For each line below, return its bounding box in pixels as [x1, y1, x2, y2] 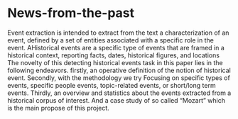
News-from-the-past [7, 5, 135, 21]
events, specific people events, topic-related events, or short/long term [7, 81, 216, 89]
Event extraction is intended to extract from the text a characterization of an [7, 28, 229, 37]
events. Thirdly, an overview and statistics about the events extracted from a [7, 89, 232, 97]
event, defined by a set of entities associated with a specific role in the [7, 35, 215, 44]
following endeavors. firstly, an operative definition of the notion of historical [7, 66, 231, 74]
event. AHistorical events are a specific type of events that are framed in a [7, 43, 225, 52]
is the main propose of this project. [7, 103, 110, 112]
